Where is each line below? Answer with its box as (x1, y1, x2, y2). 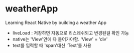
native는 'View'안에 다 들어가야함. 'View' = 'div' (12, 36, 108, 42)
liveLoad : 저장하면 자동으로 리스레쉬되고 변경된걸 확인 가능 (12, 29, 129, 35)
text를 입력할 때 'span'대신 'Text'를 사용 (12, 42, 92, 48)
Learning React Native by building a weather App (5, 19, 107, 25)
